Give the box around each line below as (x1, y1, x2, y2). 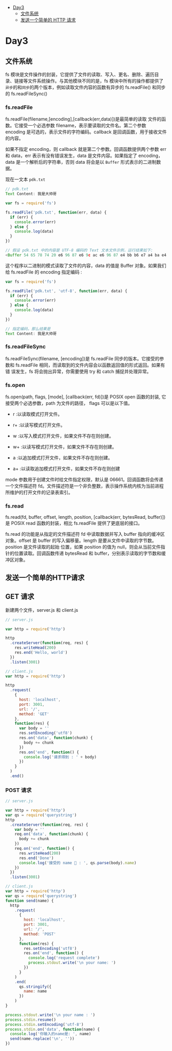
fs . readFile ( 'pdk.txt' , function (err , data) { (5, 210, 107, 215)
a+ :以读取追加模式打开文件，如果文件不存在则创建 (12, 465, 120, 472)
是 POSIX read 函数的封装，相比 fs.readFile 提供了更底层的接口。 (5, 520, 143, 527)
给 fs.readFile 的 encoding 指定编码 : (5, 269, 82, 275)
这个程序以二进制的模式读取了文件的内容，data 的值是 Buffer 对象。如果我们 (5, 262, 167, 268)
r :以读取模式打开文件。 (12, 411, 63, 417)
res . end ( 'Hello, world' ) (14, 650, 68, 655)
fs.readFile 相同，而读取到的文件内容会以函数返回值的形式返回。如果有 (15, 362, 165, 368)
